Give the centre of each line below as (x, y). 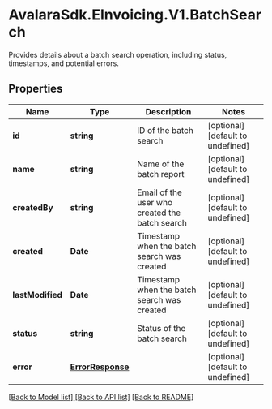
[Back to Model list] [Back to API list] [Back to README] (101, 397)
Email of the (159, 192)
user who (155, 202)
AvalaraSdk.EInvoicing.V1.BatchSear (135, 15)
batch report (161, 174)
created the (159, 213)
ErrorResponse (100, 367)
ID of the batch (166, 130)
